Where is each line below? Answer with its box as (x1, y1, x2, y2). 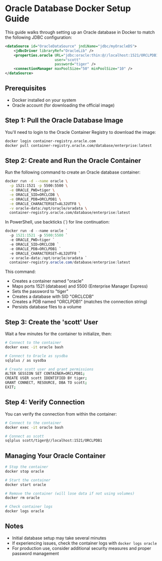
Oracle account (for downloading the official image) (12, 102, 115, 108)
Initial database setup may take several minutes (12, 535, 107, 541)
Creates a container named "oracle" (12, 278, 83, 284)
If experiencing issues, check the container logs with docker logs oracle (12, 540, 157, 546)
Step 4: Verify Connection (5, 398, 85, 406)
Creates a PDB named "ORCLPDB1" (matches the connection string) (12, 299, 148, 305)
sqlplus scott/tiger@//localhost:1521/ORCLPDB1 (5, 438, 103, 443)
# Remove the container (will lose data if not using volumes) (5, 491, 135, 496)
